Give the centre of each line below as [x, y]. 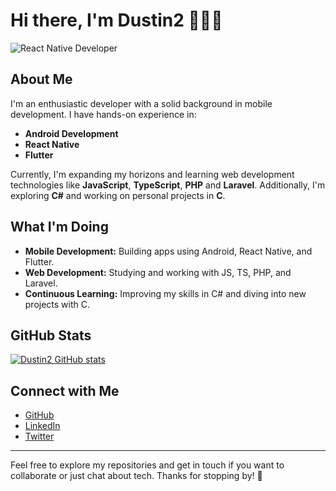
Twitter [39, 436]
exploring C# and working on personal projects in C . [118, 195]
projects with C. [57, 304]
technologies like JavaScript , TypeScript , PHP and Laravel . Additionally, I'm [168, 185]
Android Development [71, 133]
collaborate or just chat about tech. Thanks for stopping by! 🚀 [136, 476]
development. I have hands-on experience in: [103, 114]
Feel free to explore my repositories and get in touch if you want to [147, 465]
